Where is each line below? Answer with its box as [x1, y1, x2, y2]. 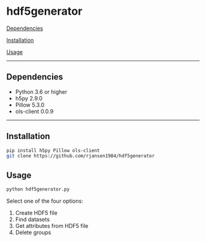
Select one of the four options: [6, 197, 84, 205]
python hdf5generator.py [6, 186, 70, 192]
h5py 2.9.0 [15, 94, 43, 102]
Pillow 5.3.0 [15, 101, 45, 108]
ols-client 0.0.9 [15, 107, 54, 115]
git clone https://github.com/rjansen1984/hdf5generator [6, 153, 155, 159]
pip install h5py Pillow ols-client [6, 147, 100, 154]
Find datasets [15, 216, 50, 223]
